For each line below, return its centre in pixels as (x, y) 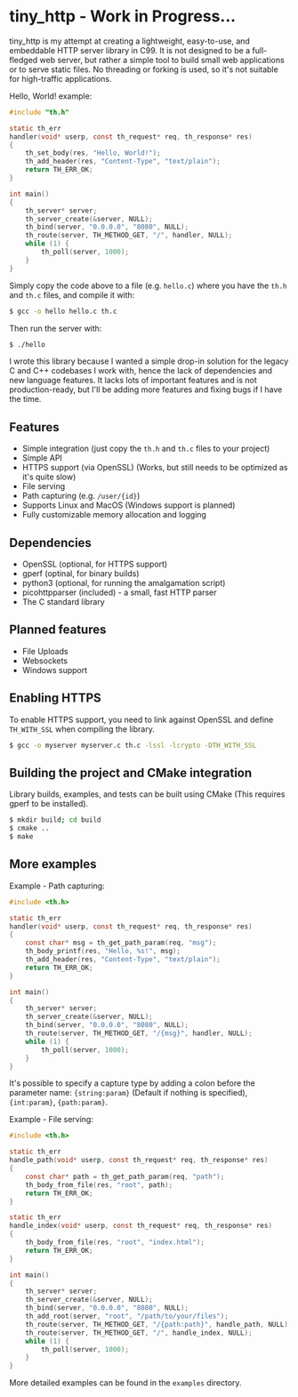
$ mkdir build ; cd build (55, 820)
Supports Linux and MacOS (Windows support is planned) (129, 505)
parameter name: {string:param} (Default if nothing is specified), (129, 1093)
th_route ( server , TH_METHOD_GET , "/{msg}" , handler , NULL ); (139, 1033)
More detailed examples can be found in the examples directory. (125, 1383)
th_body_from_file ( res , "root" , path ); (99, 1184)
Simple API (42, 458)
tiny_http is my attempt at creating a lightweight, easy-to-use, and (130, 41)
